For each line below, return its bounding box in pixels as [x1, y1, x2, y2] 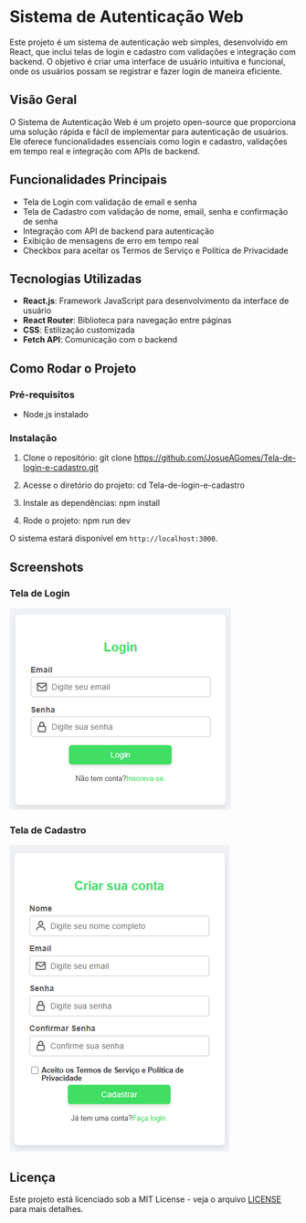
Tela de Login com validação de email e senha [22, 196, 197, 207]
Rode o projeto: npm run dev [22, 515, 131, 526]
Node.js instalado [22, 409, 90, 420]
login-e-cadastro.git [22, 462, 99, 473]
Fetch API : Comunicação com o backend [22, 334, 178, 345]
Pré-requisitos [9, 388, 75, 401]
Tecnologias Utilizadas [9, 271, 142, 287]
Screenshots [9, 559, 84, 575]
